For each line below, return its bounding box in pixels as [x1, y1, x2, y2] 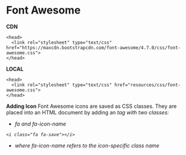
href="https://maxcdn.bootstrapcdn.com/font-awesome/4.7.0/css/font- [6, 45, 181, 51]
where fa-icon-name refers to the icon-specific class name [14, 142, 159, 149]
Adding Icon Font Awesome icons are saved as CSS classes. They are [6, 103, 177, 110]
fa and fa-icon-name [14, 120, 67, 127]
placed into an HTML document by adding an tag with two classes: [6, 108, 169, 116]
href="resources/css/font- [114, 82, 181, 88]
